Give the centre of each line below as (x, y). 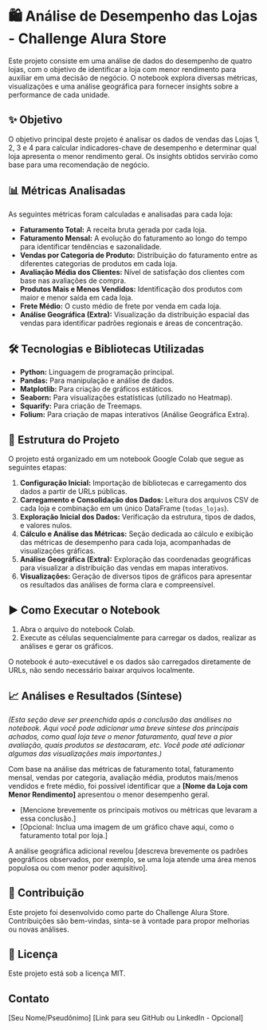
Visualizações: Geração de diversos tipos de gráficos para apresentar (136, 576)
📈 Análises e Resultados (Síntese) (95, 696)
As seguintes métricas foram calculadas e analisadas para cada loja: (121, 214)
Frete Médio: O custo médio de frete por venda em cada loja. (120, 306)
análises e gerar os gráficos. (67, 646)
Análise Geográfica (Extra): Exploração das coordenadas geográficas (135, 559)
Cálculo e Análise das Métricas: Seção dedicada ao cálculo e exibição (136, 534)
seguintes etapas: (37, 467)
